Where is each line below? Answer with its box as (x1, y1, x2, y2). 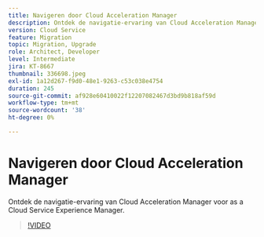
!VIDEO (27, 221, 51, 230)
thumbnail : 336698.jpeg (8, 70, 86, 78)
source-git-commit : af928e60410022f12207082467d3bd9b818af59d (8, 92, 216, 100)
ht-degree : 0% (8, 114, 55, 122)
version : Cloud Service (8, 26, 86, 34)
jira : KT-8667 (8, 63, 55, 71)
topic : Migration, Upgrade (8, 41, 97, 49)
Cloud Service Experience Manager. (8, 205, 125, 214)
